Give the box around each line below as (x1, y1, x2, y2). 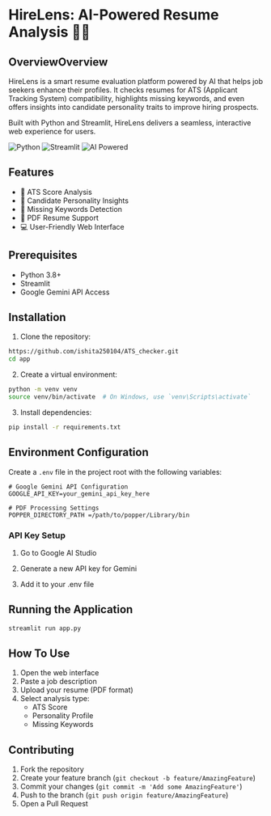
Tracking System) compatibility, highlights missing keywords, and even (8, 94, 245, 103)
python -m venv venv (8, 386, 78, 394)
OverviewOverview (8, 55, 108, 69)
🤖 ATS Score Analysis (19, 187, 93, 197)
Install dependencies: (19, 407, 92, 417)
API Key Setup (8, 530, 66, 541)
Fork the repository (19, 764, 85, 774)
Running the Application (8, 602, 133, 616)
